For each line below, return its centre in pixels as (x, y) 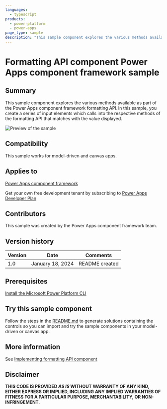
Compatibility (27, 144)
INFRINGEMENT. (23, 402)
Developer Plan (21, 198)
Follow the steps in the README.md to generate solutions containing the (79, 321)
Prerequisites (26, 281)
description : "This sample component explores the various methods (77, 38)
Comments (99, 255)
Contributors (26, 214)
